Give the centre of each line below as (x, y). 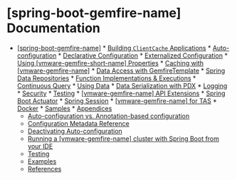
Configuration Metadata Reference (78, 123)
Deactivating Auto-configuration (75, 131)
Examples (42, 161)
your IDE (40, 146)
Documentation (54, 28)
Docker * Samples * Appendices (64, 108)
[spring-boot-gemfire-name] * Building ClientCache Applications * (114, 48)
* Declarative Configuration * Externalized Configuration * (143, 55)
